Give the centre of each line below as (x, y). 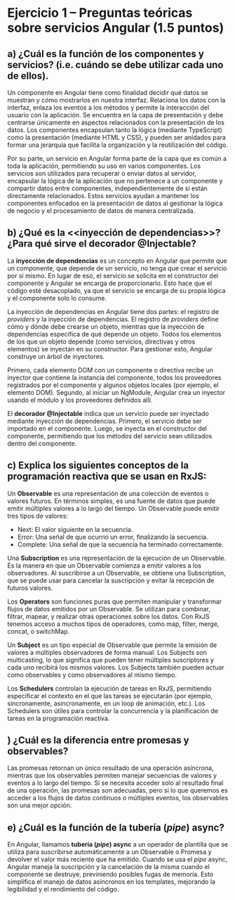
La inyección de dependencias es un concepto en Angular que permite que (117, 261)
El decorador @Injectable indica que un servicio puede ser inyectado (108, 413)
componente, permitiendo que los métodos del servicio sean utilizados (110, 436)
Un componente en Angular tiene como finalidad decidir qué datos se (108, 92)
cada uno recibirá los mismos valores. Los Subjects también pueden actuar (116, 667)
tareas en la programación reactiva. (59, 718)
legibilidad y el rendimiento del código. (63, 889)
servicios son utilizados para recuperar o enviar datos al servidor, (102, 173)
